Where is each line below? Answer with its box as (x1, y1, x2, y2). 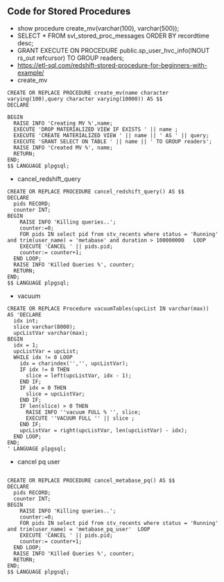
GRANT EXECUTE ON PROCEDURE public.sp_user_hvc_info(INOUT (17, 46, 210, 54)
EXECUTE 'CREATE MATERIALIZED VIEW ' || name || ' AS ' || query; (13, 132, 209, 139)
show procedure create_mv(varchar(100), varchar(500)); (17, 24, 180, 32)
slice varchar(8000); (13, 323, 76, 330)
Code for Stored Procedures (7, 6, 131, 17)
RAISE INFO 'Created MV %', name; (13, 144, 113, 151)
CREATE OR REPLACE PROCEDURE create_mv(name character (7, 89, 169, 96)
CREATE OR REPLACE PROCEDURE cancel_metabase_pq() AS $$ (7, 477, 175, 484)
